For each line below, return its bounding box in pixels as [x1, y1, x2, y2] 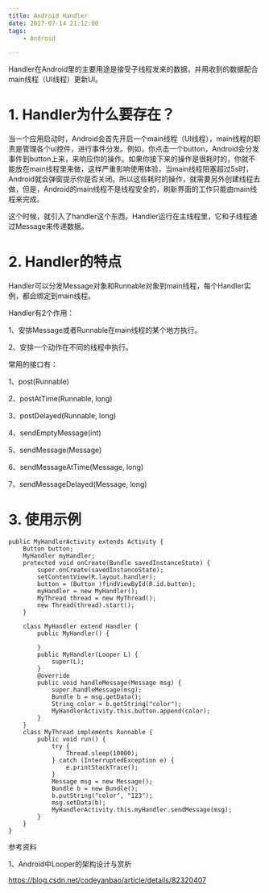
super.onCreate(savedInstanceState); [37, 566, 163, 575]
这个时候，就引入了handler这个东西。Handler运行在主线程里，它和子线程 [8, 211, 250, 222]
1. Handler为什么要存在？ [8, 106, 176, 124]
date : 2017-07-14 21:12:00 [8, 19, 99, 27]
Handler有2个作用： [8, 308, 75, 318]
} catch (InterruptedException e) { [51, 757, 175, 765]
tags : [8, 27, 27, 35]
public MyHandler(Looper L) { [37, 650, 139, 659]
